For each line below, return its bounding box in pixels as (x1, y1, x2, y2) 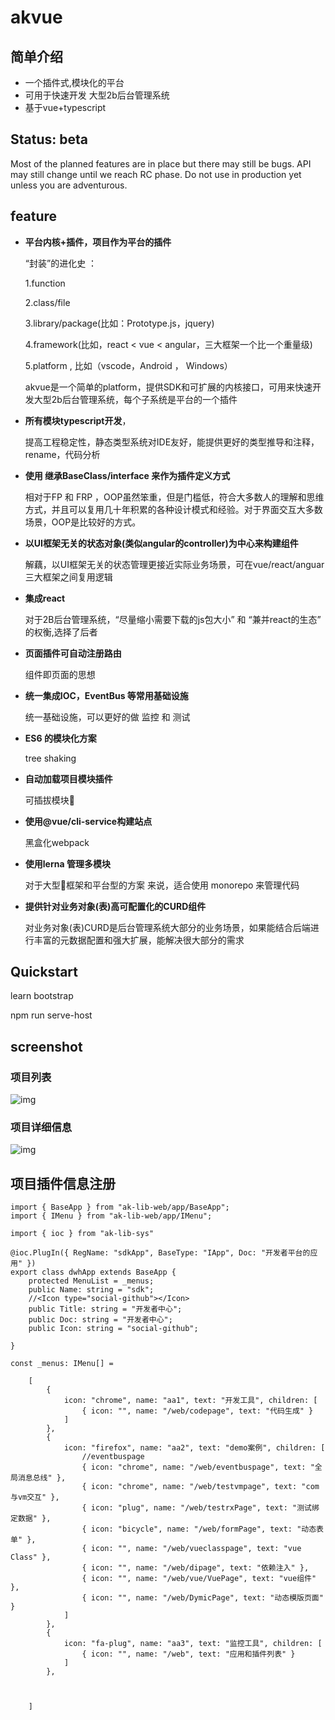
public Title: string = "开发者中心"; (28, 1304, 183, 1315)
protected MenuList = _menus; (28, 1276, 155, 1286)
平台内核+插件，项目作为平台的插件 (24, 236, 172, 248)
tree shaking (24, 752, 77, 764)
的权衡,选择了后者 (24, 626, 98, 638)
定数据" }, (10, 1514, 52, 1524)
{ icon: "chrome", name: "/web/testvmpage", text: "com (81, 1482, 320, 1492)
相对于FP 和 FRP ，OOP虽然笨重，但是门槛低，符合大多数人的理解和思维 (24, 491, 325, 503)
